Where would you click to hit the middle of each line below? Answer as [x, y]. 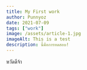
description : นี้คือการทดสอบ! [38, 45]
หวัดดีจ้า [14, 61]
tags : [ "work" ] [25, 28]
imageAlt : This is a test [38, 39]
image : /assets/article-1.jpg [44, 34]
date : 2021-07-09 [28, 23]
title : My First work [33, 12]
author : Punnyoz [26, 17]
